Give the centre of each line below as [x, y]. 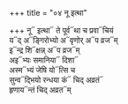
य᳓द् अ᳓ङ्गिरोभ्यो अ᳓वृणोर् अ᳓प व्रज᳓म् [64, 40]
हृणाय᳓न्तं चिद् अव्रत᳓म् [40, 90]
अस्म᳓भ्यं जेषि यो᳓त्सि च [42, 70]
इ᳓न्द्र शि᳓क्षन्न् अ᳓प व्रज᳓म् [45, 50]
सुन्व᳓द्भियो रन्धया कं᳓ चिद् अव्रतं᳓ [56, 80]
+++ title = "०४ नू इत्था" [48, 13]
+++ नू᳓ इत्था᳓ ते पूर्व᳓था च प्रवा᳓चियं [61, 30]
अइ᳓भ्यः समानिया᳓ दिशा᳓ [44, 60]
